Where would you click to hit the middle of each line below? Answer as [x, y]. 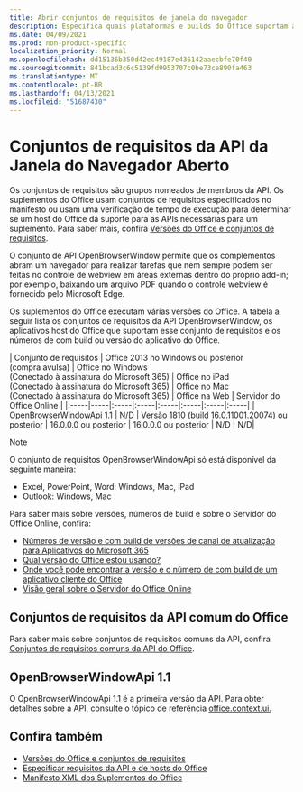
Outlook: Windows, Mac [67, 496]
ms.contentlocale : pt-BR [56, 85]
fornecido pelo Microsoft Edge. [67, 294]
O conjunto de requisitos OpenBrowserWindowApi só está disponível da [143, 460]
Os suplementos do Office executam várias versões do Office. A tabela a [144, 311]
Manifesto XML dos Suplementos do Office [102, 778]
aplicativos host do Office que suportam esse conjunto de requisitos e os [145, 331]
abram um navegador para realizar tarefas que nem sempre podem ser [141, 265]
